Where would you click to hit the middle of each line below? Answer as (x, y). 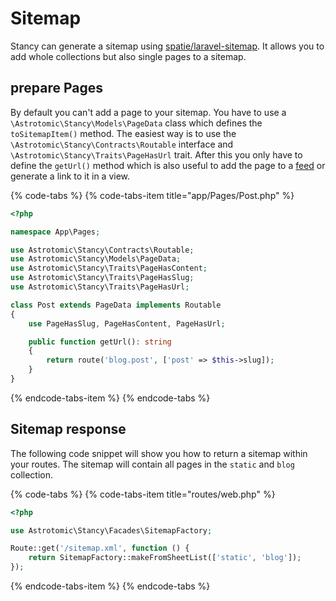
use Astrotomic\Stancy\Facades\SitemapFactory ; (111, 530)
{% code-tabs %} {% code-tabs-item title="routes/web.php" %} (143, 494)
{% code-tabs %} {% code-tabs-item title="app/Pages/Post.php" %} (152, 195)
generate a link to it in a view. (70, 176)
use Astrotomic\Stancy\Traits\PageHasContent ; (109, 268)
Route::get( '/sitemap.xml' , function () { (100, 548)
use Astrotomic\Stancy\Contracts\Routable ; (102, 250)
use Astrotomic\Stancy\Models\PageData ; (96, 259)
